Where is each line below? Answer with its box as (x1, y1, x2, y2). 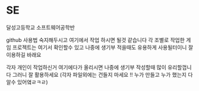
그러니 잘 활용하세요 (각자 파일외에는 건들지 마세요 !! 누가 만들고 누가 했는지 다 (12, 71, 193, 78)
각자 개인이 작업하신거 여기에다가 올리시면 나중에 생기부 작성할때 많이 (6, 63, 166, 71)
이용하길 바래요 (6, 51, 42, 58)
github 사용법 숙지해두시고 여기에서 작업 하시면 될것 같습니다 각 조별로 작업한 (6, 36, 185, 43)
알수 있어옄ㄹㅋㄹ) (6, 78, 49, 86)
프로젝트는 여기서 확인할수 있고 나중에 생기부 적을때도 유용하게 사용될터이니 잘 (12, 44, 194, 51)
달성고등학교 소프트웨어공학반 (6, 24, 75, 31)
